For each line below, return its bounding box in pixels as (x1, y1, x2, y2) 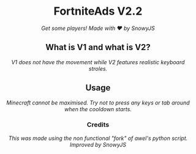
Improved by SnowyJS (69, 141, 127, 148)
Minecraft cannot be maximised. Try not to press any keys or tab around (6, 99, 190, 106)
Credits (86, 120, 110, 129)
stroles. (88, 65, 108, 72)
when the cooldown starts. (64, 105, 132, 112)
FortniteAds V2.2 (53, 4, 143, 18)
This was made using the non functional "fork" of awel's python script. (8, 134, 188, 142)
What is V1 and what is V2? (45, 42, 151, 53)
